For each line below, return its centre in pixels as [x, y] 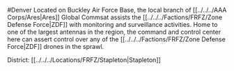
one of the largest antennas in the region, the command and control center [114, 32]
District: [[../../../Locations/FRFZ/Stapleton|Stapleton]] [84, 60]
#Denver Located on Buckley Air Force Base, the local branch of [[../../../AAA [117, 10]
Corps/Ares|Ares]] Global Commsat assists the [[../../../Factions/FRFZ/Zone [115, 17]
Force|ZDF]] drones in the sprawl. [56, 47]
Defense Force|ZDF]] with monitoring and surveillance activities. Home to [112, 24]
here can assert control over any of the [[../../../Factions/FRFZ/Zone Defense [117, 39]
